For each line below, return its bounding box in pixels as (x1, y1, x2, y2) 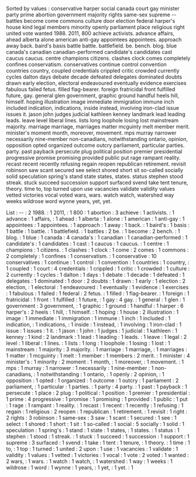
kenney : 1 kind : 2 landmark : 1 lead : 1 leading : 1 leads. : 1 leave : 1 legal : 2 (6, 334, 187, 340)
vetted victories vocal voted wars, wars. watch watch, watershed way (6, 191, 174, 198)
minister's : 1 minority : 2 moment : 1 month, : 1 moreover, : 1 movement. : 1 (6, 358, 184, 365)
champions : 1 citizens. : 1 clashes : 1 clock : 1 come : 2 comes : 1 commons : (6, 246, 189, 253)
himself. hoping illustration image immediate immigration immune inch (6, 98, 174, 105)
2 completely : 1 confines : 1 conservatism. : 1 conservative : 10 (6, 253, 157, 259)
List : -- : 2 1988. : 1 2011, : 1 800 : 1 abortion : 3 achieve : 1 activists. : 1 (6, 209, 174, 216)
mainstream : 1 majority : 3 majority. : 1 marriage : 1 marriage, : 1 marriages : (6, 346, 187, 353)
